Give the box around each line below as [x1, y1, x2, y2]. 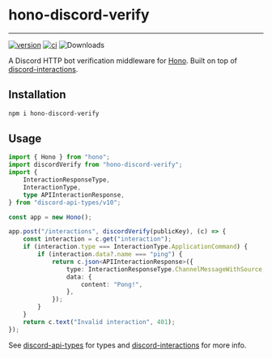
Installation [8, 87, 66, 102]
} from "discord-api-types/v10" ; [8, 198, 121, 207]
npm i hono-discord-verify [8, 109, 100, 117]
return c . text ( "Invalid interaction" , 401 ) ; [23, 318, 176, 326]
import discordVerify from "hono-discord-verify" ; [8, 160, 183, 169]
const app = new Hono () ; [8, 213, 92, 221]
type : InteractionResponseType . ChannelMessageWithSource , [66, 265, 266, 273]
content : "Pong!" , [80, 280, 143, 288]
